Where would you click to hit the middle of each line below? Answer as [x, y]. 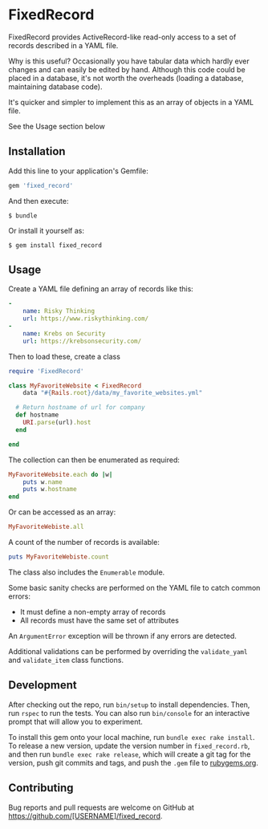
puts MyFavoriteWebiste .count [59, 557]
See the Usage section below [57, 126]
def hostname [37, 415]
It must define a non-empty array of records [93, 612]
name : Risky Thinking [59, 311]
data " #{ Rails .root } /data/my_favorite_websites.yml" [113, 393]
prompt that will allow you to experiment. [75, 721]
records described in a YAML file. [63, 45]
